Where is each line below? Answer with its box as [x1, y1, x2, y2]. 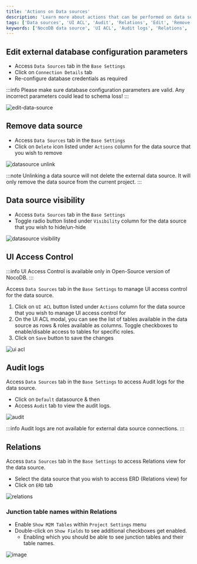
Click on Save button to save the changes [14, 334, 114, 341]
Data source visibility [6, 195, 85, 205]
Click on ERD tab [14, 482, 53, 489]
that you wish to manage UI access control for [14, 309, 126, 316]
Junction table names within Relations [6, 507, 117, 516]
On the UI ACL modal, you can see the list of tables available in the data [14, 316, 188, 323]
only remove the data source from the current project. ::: [6, 178, 142, 185]
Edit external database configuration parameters [6, 47, 188, 57]
